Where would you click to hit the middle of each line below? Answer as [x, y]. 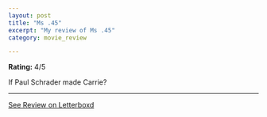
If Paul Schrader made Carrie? [58, 82]
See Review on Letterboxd [51, 105]
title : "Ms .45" [35, 23]
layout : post [30, 15]
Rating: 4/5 [27, 67]
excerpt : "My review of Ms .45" [62, 30]
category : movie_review [48, 38]
